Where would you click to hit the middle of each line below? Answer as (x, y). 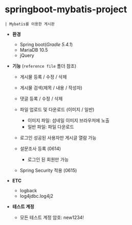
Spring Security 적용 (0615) (48, 170)
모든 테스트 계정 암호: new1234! (52, 217)
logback (28, 190)
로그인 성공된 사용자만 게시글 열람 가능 (58, 137)
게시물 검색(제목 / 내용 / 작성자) (51, 88)
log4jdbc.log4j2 (36, 196)
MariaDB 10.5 (34, 50)
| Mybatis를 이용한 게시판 (30, 24)
